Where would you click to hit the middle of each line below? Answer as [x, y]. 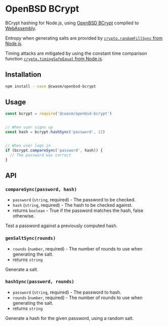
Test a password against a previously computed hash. [61, 226]
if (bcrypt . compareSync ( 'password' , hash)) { [54, 150]
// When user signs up [29, 127]
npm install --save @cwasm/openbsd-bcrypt [51, 86]
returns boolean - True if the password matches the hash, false [78, 210]
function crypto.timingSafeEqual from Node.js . [54, 58]
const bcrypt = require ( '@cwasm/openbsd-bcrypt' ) [59, 114]
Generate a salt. [22, 269]
